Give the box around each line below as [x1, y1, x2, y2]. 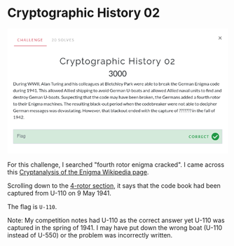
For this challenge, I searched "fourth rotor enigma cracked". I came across [7, 160, 225, 169]
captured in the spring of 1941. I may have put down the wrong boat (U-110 [7, 224, 223, 232]
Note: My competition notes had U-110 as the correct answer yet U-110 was [7, 216, 226, 225]
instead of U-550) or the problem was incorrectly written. [7, 231, 173, 240]
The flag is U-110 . [7, 203, 57, 211]
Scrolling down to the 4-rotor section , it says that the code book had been [7, 182, 221, 190]
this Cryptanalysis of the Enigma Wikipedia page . [7, 168, 149, 177]
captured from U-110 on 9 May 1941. [7, 189, 112, 198]
